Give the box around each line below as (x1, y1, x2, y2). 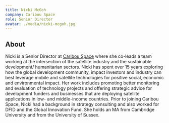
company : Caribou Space (5, 12, 55, 17)
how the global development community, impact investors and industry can (5, 69, 162, 75)
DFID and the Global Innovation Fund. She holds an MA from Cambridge (5, 106, 155, 113)
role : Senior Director (5, 17, 53, 22)
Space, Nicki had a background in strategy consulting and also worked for (5, 101, 159, 107)
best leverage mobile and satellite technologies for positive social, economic (5, 75, 164, 81)
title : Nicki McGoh (5, 7, 46, 13)
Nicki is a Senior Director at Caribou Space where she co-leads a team (5, 53, 152, 59)
